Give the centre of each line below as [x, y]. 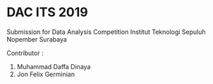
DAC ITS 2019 [48, 12]
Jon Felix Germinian [46, 74]
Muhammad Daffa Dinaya [54, 66]
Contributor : [25, 53]
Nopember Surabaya [37, 39]
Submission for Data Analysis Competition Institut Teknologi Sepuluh [106, 32]
